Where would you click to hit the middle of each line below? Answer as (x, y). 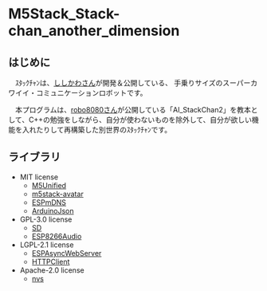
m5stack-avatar (57, 194)
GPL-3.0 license (46, 219)
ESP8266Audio (57, 236)
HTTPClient (51, 262)
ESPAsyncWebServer (67, 253)
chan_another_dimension (94, 31)
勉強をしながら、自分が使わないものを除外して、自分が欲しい (151, 120)
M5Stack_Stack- (64, 14)
